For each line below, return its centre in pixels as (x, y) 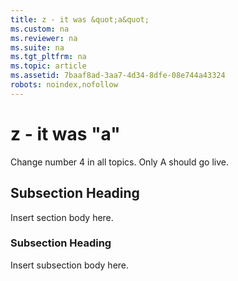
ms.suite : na (37, 47)
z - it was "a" (65, 133)
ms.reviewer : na (44, 38)
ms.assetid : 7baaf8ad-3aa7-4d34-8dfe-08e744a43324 (118, 76)
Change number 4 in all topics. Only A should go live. (119, 162)
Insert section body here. (62, 217)
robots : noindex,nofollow (64, 85)
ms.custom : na (40, 29)
